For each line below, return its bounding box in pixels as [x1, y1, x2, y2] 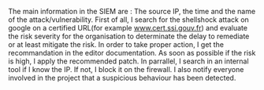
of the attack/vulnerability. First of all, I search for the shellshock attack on [8, 15, 250, 24]
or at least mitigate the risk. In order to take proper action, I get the [8, 40, 225, 49]
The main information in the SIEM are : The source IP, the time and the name [8, 7, 256, 16]
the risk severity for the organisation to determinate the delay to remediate [8, 31, 250, 41]
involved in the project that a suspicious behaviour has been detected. [8, 74, 236, 82]
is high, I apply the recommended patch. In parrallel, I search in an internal [8, 56, 250, 66]
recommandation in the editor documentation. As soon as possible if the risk [8, 49, 256, 57]
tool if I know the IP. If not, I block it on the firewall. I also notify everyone [8, 65, 244, 74]
